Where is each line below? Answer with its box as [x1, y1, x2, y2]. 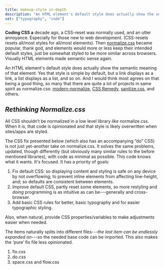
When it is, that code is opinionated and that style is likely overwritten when [5, 123, 157, 130]
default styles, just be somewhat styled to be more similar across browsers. [5, 50, 157, 56]
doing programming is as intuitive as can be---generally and [12, 189, 134, 195]
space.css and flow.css [12, 259, 60, 265]
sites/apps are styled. [5, 129, 49, 134]
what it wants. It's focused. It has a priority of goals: [5, 159, 110, 165]
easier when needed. [5, 220, 48, 225]
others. [5, 91, 20, 97]
